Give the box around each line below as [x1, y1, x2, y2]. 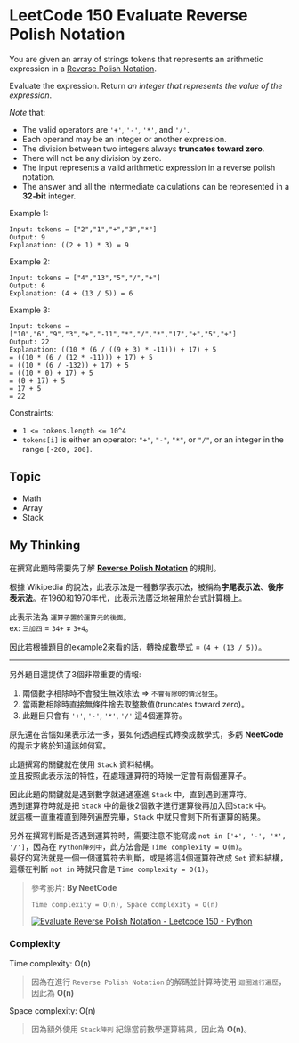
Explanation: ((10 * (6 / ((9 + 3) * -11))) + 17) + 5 [9, 344, 217, 354]
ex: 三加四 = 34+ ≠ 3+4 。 [9, 622, 93, 633]
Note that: [9, 107, 46, 117]
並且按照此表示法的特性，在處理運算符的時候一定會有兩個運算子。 [9, 770, 251, 780]
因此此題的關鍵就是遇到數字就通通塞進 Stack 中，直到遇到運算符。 [9, 788, 252, 799]
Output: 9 [9, 232, 46, 241]
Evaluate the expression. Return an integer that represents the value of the [9, 80, 283, 91]
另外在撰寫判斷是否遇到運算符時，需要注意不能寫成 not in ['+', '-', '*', [9, 829, 287, 841]
